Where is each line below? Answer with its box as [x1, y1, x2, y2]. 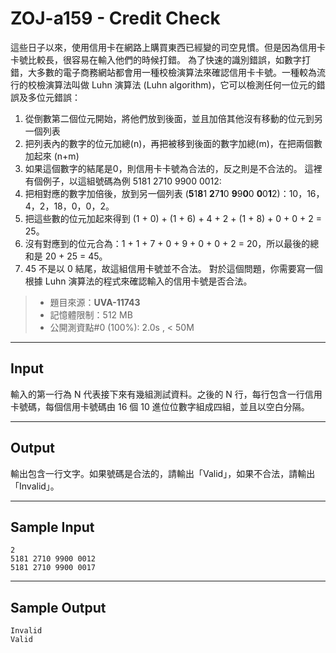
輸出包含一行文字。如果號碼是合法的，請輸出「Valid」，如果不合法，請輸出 [10, 467, 316, 479]
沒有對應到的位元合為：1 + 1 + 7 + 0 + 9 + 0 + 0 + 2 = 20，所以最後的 [24, 237, 311, 249]
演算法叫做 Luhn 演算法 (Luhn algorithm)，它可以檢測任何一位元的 [44, 78, 317, 91]
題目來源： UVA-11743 [49, 296, 141, 308]
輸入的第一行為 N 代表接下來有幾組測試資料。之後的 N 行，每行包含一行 [10, 388, 305, 400]
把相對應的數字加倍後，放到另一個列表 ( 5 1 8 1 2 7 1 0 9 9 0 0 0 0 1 [24, 187, 272, 199]
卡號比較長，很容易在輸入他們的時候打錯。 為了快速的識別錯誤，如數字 [10, 53, 302, 66]
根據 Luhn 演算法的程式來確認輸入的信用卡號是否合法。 [24, 275, 253, 287]
